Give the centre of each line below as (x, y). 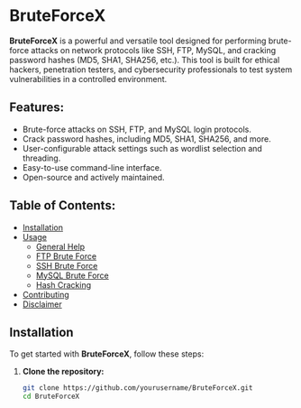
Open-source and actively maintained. (93, 177)
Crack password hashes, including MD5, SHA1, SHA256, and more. (147, 139)
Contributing (46, 294)
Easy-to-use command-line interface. (92, 167)
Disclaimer (42, 304)
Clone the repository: (63, 372)
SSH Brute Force (67, 265)
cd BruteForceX (51, 397)
